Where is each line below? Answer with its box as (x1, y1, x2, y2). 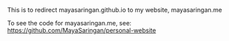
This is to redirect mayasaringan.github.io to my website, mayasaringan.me (7, 6, 223, 14)
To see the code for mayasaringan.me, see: (7, 19, 132, 27)
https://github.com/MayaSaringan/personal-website (7, 27, 157, 34)
